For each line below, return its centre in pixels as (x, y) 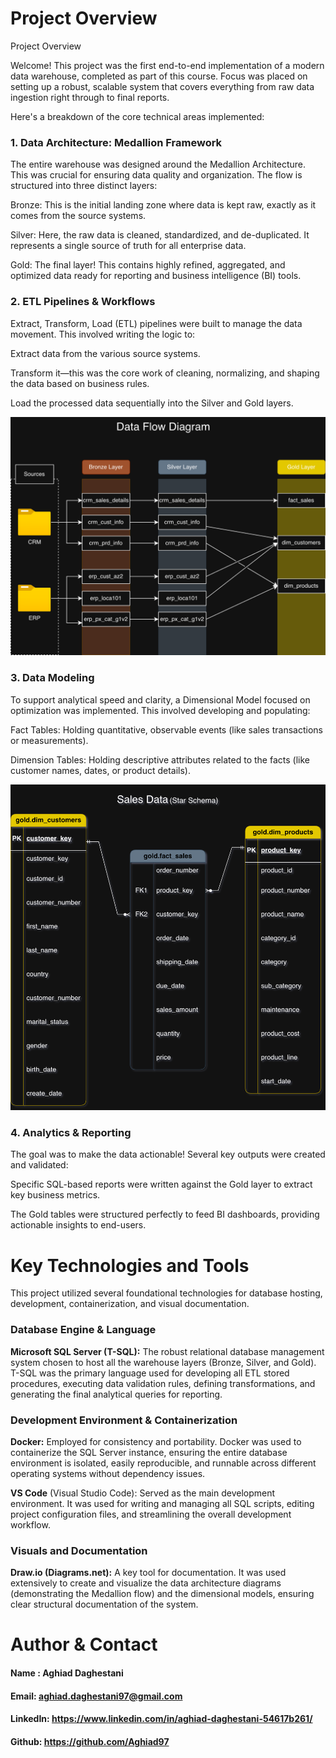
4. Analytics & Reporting (71, 1132)
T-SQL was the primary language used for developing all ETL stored (150, 1373)
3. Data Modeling (52, 678)
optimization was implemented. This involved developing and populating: (160, 710)
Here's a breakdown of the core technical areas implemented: (137, 116)
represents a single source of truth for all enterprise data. (128, 246)
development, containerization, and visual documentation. (130, 1304)
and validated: (39, 1165)
